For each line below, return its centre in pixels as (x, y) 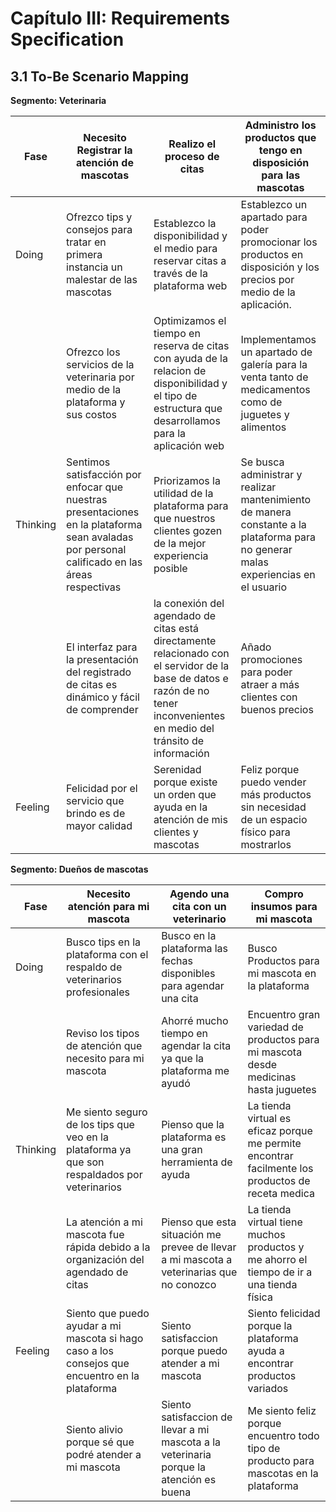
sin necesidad (273, 807)
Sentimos (88, 462)
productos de (279, 1180)
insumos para (284, 906)
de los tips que (100, 1124)
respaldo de (94, 967)
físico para (265, 832)
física (260, 1297)
